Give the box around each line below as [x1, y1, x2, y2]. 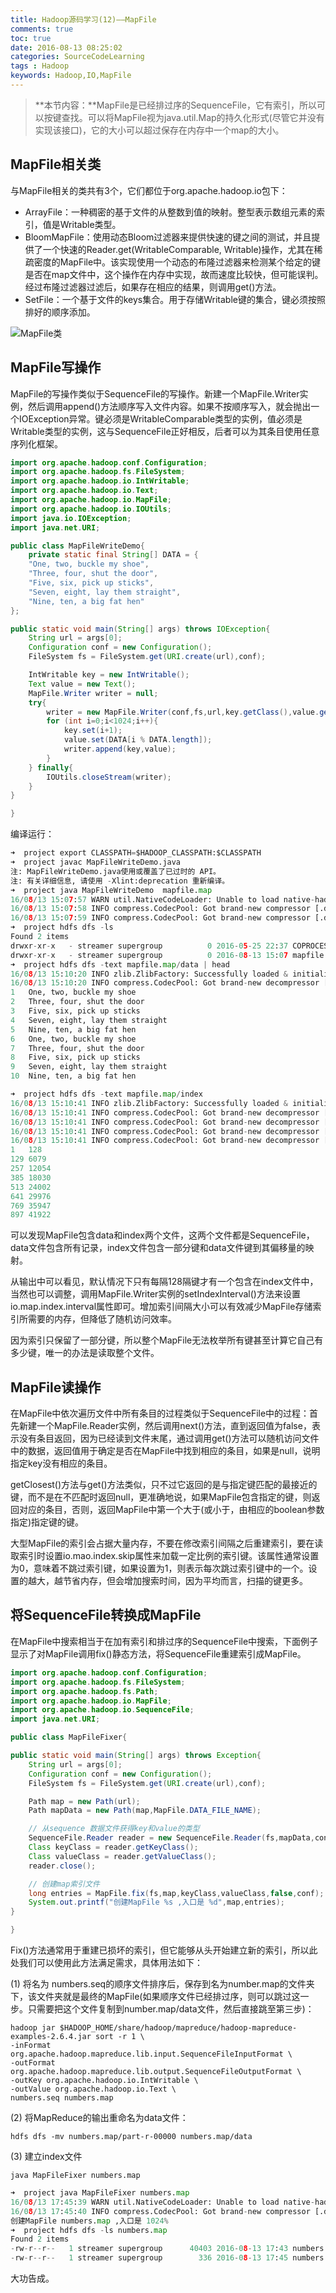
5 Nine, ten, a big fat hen [10, 1024, 137, 1035]
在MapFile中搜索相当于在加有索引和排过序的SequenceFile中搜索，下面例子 [10, 1635, 319, 1647]
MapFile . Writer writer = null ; [28, 688, 159, 698]
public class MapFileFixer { [10, 1732, 128, 1743]
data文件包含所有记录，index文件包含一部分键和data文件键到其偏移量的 [10, 1242, 306, 1254]
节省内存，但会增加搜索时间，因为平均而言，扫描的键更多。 [62, 1575, 308, 1587]
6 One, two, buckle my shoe [10, 1034, 137, 1044]
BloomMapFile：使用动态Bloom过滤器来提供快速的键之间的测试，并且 [24, 231, 312, 243]
